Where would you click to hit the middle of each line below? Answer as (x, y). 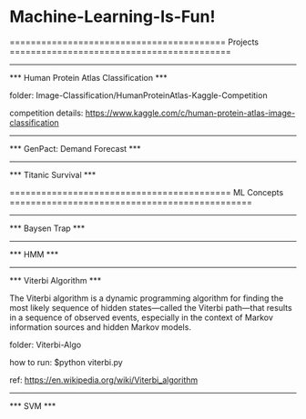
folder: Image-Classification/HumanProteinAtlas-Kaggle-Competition (138, 95)
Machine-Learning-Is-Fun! (112, 17)
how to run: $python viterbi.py (66, 362)
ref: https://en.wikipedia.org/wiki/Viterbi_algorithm (104, 380)
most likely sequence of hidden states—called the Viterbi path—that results (151, 307)
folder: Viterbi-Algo (46, 344)
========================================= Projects (134, 42)
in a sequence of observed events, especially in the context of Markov (141, 317)
